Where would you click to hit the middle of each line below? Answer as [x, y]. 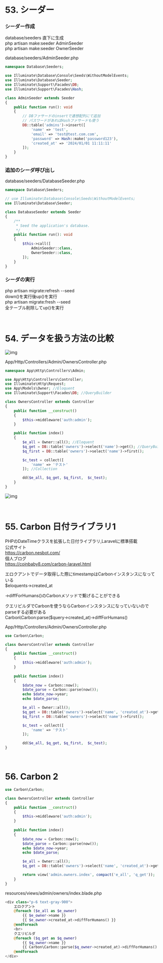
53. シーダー [30, 10]
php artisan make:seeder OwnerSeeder [44, 49]
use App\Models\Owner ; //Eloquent [40, 389]
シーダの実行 [20, 280]
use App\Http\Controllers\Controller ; [44, 379]
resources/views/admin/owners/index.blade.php [53, 893]
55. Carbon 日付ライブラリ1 [61, 527]
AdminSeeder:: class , [52, 249]
